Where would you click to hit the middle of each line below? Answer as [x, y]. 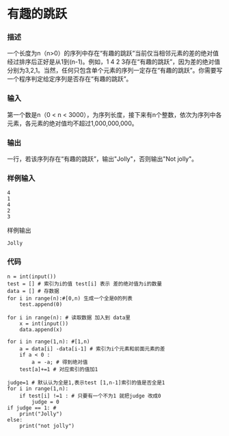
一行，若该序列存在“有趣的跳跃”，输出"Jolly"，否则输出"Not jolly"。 [103, 159]
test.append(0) [41, 304]
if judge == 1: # [32, 408]
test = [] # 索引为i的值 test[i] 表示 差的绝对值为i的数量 [85, 284]
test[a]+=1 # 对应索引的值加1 [59, 369]
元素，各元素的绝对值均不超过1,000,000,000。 [72, 123]
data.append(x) [41, 329]
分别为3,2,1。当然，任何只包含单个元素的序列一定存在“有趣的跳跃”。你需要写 [115, 70]
